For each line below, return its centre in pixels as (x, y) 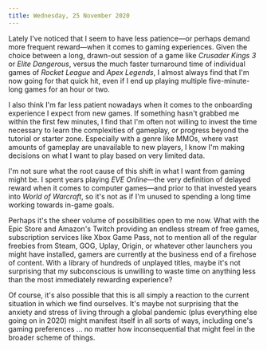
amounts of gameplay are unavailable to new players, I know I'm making (126, 147)
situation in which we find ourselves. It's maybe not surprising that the (124, 303)
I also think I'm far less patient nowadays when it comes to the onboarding (130, 104)
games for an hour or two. (67, 89)
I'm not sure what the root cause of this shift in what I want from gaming (126, 171)
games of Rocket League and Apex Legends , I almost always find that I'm (129, 72)
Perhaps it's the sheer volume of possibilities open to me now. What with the (134, 220)
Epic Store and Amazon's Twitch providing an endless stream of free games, (134, 229)
